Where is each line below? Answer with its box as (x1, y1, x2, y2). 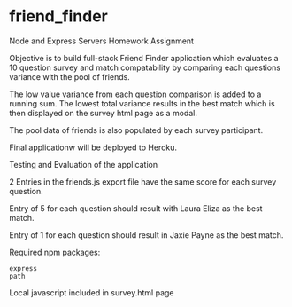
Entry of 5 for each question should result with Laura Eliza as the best (9, 202, 263, 214)
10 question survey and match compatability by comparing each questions (9, 62, 281, 73)
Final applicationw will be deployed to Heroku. (9, 142, 178, 153)
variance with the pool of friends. (9, 71, 130, 82)
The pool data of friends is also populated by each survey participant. (9, 124, 264, 135)
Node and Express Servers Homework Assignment (9, 35, 195, 46)
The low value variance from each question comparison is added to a (9, 89, 262, 99)
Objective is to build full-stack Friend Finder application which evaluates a (9, 52, 279, 63)
